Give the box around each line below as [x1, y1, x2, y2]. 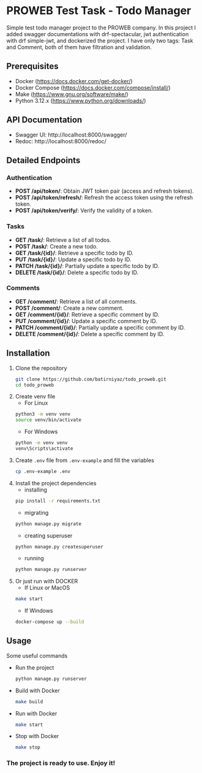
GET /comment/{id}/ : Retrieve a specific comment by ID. [15, 310, 160, 318]
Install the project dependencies [15, 479, 97, 487]
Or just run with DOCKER [15, 578, 78, 585]
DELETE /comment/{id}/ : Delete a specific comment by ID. [15, 330, 165, 337]
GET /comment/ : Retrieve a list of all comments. [15, 297, 137, 305]
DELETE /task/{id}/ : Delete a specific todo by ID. [15, 269, 139, 276]
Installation [6, 348, 50, 359]
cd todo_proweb [15, 382, 54, 388]
